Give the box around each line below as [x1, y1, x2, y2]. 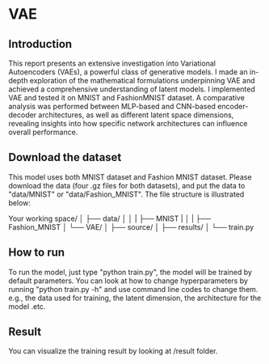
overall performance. [8, 127, 78, 137]
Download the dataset [8, 150, 122, 164]
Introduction [8, 37, 73, 51]
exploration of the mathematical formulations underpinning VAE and [29, 76, 255, 85]
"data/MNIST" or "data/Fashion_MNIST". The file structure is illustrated [8, 189, 245, 199]
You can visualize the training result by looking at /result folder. [8, 346, 218, 356]
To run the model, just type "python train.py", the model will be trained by [8, 267, 253, 277]
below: [8, 197, 31, 207]
